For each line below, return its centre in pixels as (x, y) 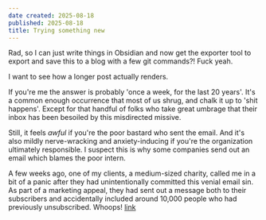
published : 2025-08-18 (46, 23)
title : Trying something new (57, 30)
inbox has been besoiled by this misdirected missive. (95, 118)
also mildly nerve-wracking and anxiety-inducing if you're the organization (131, 141)
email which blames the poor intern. (67, 158)
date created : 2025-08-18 (51, 15)
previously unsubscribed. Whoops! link (72, 207)
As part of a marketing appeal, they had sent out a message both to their (127, 191)
